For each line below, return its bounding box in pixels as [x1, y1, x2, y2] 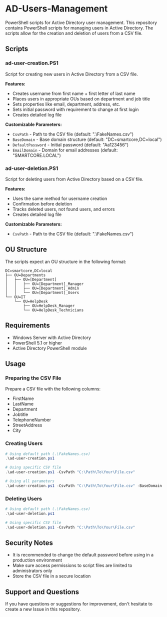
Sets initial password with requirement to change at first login [12, 106, 139, 112]
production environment [12, 557, 62, 563]
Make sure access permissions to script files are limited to [12, 562, 132, 568]
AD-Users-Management [5, 3, 108, 14]
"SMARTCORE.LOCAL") [12, 152, 61, 158]
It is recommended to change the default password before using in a [12, 552, 154, 558]
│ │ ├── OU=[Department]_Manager [5, 281, 84, 286]
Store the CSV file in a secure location [12, 573, 91, 579]
